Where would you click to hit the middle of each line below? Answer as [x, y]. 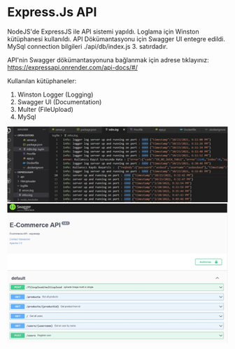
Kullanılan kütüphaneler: [42, 80]
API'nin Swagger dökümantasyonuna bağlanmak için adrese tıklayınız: [108, 59]
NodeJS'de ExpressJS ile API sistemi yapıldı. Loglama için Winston [103, 31]
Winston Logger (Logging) [55, 94]
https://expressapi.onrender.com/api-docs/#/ [72, 67]
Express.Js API [52, 12]
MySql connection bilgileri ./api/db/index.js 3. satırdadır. [87, 46]
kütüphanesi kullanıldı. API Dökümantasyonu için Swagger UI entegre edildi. [116, 38]
